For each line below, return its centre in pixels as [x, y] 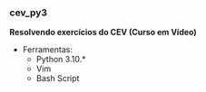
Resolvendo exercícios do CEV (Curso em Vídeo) [103, 32]
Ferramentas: [47, 50]
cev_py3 [29, 13]
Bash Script [58, 78]
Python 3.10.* [61, 60]
